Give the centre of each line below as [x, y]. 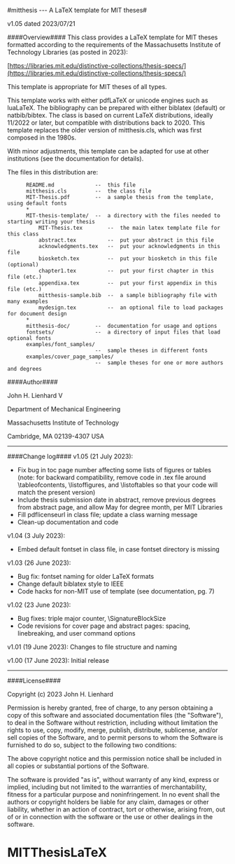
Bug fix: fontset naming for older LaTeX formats [86, 576]
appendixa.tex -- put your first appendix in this [128, 283]
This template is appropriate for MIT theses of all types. [87, 87]
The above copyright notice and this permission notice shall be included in [114, 759]
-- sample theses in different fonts [151, 350]
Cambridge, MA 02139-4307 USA [56, 436]
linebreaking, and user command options [76, 633]
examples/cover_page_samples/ [70, 357]
